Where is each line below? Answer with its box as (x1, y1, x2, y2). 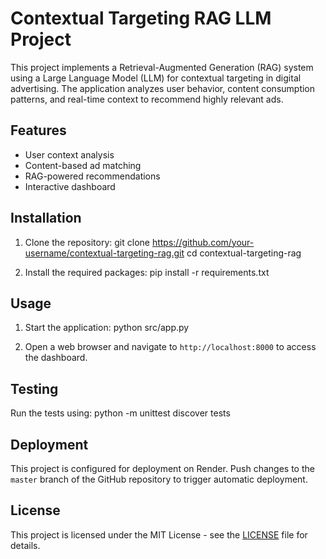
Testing (10, 380, 59, 397)
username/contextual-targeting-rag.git (24, 247, 185, 259)
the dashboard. (24, 352, 88, 364)
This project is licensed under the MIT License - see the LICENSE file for (10, 528, 308, 541)
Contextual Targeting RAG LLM (10, 7, 272, 30)
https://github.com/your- (151, 236, 255, 248)
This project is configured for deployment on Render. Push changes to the (10, 463, 315, 474)
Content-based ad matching (24, 159, 142, 171)
